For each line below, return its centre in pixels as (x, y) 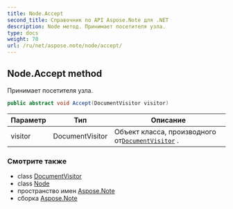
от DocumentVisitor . (146, 140)
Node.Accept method (55, 74)
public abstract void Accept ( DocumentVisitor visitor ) (88, 103)
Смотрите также (37, 161)
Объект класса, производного (165, 131)
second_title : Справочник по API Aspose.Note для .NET (88, 20)
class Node (33, 183)
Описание (168, 120)
